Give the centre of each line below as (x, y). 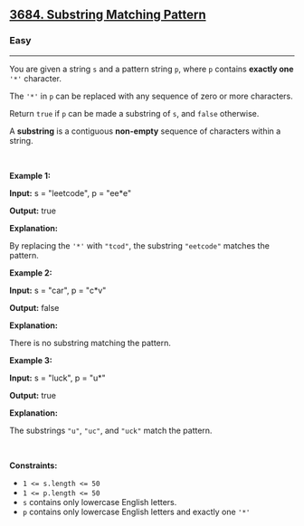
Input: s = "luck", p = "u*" (57, 378)
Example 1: (30, 175)
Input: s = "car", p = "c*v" (58, 290)
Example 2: (31, 272)
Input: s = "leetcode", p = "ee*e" (71, 193)
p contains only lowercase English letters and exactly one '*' (136, 512)
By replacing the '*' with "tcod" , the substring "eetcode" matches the (139, 245)
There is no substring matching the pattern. (90, 343)
